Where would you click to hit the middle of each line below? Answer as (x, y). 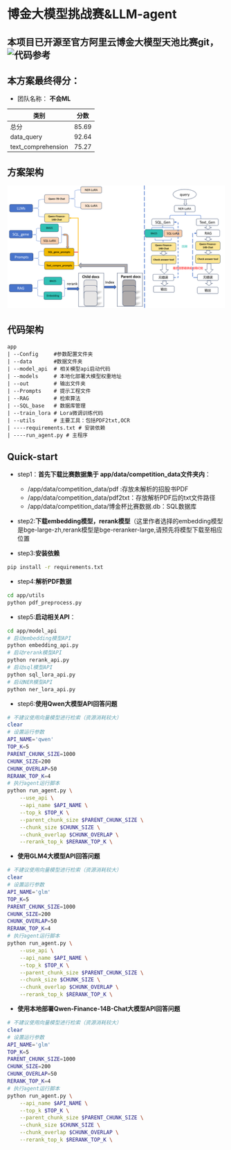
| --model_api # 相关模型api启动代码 (59, 369)
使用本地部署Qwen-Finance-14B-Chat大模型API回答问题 (99, 1009)
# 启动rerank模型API (35, 653)
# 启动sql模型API (30, 668)
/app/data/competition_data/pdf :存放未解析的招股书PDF (108, 489)
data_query (26, 137)
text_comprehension (39, 146)
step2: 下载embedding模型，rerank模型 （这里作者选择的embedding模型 (120, 521)
